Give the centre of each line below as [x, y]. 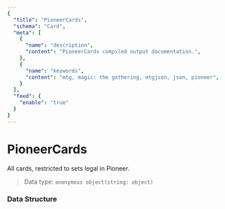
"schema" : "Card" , [40, 26]
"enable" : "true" [44, 103]
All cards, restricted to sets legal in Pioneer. [69, 168]
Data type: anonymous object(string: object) [88, 182]
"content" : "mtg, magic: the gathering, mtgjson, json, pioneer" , [122, 77]
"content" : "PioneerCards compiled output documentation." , [113, 52]
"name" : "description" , [59, 45]
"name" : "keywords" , [55, 71]
